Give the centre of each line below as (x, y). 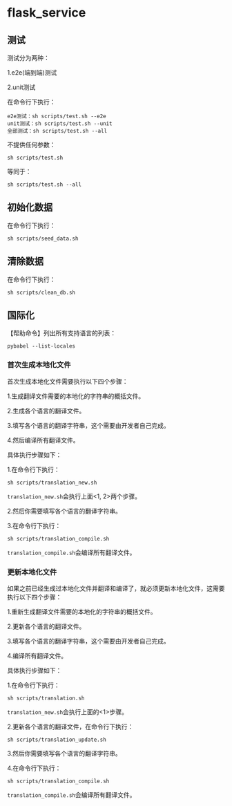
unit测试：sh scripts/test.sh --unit (60, 124)
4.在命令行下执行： (34, 768)
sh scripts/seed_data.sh (43, 238)
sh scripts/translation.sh (46, 699)
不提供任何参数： (31, 144)
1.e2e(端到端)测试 (32, 73)
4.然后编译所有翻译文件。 (43, 440)
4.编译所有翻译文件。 (37, 656)
